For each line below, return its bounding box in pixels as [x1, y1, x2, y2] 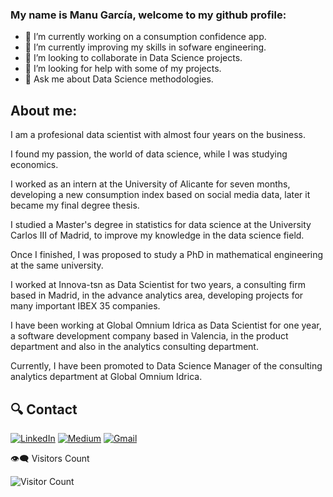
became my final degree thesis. [10, 199, 140, 212]
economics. [10, 159, 59, 171]
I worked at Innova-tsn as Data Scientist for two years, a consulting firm [10, 279, 306, 291]
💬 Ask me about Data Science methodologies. [24, 73, 214, 85]
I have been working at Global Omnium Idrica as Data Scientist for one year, [10, 319, 322, 332]
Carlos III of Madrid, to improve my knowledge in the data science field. [10, 229, 305, 242]
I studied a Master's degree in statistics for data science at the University [10, 219, 312, 231]
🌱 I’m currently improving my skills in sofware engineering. [24, 41, 267, 53]
